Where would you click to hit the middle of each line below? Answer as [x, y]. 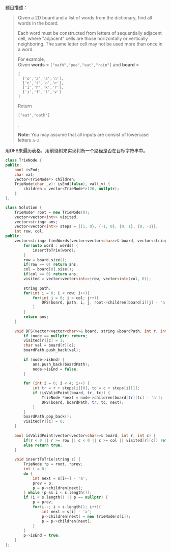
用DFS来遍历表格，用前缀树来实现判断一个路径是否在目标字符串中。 [77, 151]
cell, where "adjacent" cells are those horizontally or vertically [83, 38]
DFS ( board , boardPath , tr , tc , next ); [83, 402]
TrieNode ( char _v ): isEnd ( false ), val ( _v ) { [62, 184]
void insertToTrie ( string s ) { [48, 459]
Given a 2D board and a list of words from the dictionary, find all [85, 18]
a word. [26, 49]
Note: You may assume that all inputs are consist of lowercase [83, 135]
